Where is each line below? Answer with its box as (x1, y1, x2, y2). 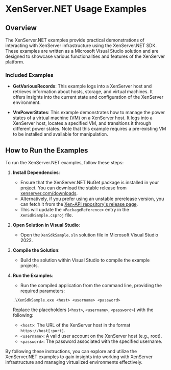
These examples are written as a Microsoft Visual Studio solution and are (5, 48, 159, 54)
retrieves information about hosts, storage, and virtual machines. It (12, 89, 153, 95)
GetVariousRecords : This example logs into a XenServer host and (12, 83, 152, 90)
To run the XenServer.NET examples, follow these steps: (5, 160, 124, 166)
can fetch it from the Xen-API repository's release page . (20, 201, 138, 207)
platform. (5, 59, 25, 64)
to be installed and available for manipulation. (12, 131, 108, 137)
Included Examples (5, 71, 54, 78)
